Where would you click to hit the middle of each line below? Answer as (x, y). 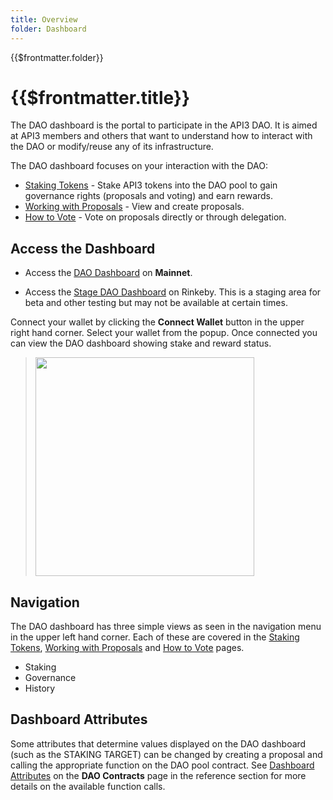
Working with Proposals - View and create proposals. (134, 207)
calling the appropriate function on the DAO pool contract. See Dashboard (162, 765)
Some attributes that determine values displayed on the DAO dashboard (158, 743)
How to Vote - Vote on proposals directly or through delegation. (155, 217)
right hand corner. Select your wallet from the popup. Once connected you (164, 333)
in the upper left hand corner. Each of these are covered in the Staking (155, 637)
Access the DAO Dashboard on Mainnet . (108, 273)
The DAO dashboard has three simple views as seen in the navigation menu (166, 627)
